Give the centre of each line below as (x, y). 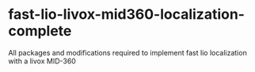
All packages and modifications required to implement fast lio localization (127, 52)
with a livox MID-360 (42, 61)
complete (40, 31)
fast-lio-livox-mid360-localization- (127, 14)
